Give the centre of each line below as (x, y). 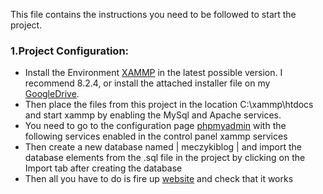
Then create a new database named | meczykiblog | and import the (163, 147)
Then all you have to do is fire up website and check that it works (159, 179)
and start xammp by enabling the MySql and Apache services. (153, 115)
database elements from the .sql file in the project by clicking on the (165, 158)
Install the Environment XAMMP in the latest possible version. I (153, 73)
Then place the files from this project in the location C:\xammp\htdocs (169, 105)
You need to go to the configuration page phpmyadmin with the (155, 126)
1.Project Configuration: (70, 51)
